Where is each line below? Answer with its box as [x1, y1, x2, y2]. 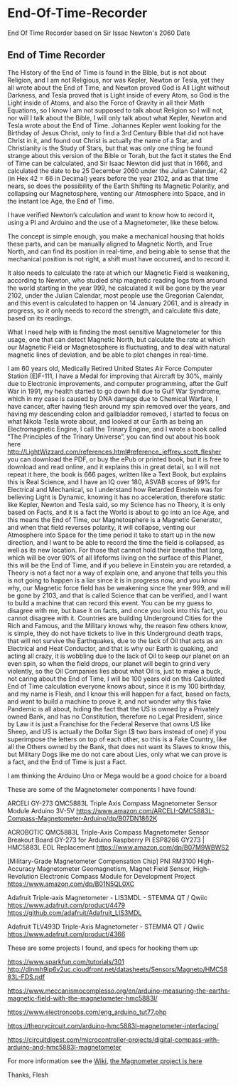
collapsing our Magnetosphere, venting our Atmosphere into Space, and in [7, 189, 226, 197]
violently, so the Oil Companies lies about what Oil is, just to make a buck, [7, 667, 222, 675]
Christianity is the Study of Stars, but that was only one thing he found [7, 144, 213, 152]
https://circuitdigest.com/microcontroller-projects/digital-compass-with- [7, 1035, 220, 1044]
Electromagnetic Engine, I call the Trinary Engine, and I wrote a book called [7, 424, 227, 433]
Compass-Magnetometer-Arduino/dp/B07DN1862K [7, 814, 158, 823]
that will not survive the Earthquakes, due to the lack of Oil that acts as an [7, 636, 222, 645]
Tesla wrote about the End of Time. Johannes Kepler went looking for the [7, 121, 222, 130]
